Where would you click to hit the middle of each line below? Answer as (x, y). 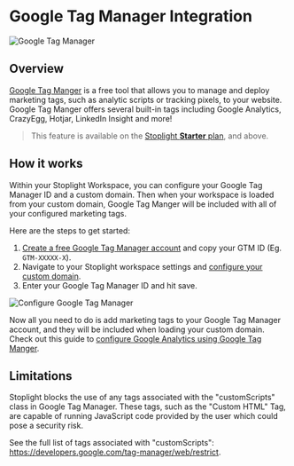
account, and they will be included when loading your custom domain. (137, 329)
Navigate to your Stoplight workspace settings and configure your (142, 266)
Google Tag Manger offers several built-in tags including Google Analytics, (145, 109)
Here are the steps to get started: (70, 230)
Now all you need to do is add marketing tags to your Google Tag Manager (145, 320)
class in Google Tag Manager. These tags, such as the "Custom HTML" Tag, (147, 407)
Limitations (41, 376)
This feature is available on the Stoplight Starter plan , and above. (150, 136)
